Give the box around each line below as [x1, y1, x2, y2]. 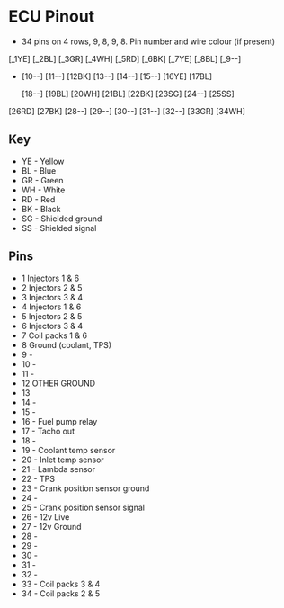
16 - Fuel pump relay [21, 416, 98, 426]
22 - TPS [21, 473, 56, 484]
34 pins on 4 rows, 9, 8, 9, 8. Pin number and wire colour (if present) [21, 36, 276, 47]
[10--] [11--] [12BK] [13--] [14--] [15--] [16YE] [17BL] [21, 70, 213, 82]
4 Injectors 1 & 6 [21, 301, 82, 312]
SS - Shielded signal [21, 222, 97, 233]
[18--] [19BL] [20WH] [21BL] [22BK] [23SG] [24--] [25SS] [21, 88, 235, 99]
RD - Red [21, 193, 56, 204]
